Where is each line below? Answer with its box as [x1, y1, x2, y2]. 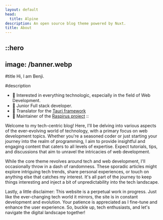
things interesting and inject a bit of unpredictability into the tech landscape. [5, 179, 159, 185]
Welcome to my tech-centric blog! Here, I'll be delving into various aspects [5, 123, 157, 129]
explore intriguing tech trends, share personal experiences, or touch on [5, 169, 149, 175]
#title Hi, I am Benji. [5, 73, 44, 79]
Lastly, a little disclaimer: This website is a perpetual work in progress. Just [5, 189, 157, 194]
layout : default [5, 7, 38, 12]
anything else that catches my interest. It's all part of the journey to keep [5, 174, 152, 180]
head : [5, 12, 16, 17]
